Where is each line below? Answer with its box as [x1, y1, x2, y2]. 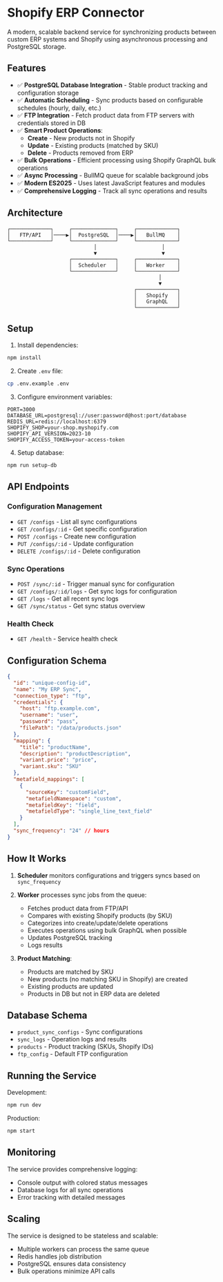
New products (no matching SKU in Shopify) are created [27, 974, 188, 983]
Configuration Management [7, 502, 102, 511]
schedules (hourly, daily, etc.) [17, 104, 101, 112]
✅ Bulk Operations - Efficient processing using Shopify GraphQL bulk [17, 155, 216, 164]
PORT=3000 [7, 406, 36, 413]
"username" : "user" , [19, 712, 79, 719]
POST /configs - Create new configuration [17, 532, 137, 540]
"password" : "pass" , [19, 718, 79, 725]
